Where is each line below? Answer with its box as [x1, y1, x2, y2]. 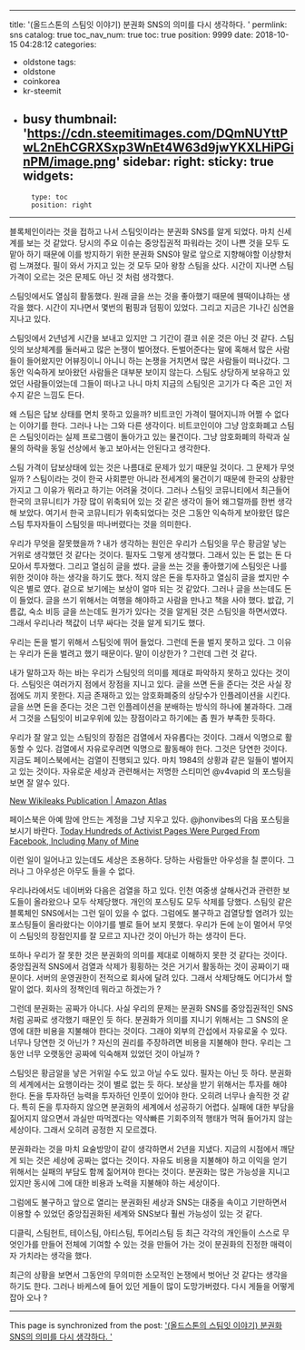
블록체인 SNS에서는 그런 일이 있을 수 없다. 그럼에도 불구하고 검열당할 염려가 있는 [9, 907, 294, 918]
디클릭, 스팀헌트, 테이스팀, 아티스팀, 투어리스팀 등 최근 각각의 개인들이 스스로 [9, 1227, 280, 1238]
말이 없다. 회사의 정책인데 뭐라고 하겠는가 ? [9, 983, 162, 994]
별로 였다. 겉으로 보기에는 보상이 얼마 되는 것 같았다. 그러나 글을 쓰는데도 [25, 582, 283, 594]
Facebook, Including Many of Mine [9, 836, 139, 846]
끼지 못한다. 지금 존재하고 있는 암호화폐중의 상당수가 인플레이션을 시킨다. [33, 690, 290, 700]
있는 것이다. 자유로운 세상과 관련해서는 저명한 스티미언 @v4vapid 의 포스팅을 [18, 766, 292, 777]
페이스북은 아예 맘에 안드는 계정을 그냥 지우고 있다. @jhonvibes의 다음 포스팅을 [9, 814, 290, 825]
